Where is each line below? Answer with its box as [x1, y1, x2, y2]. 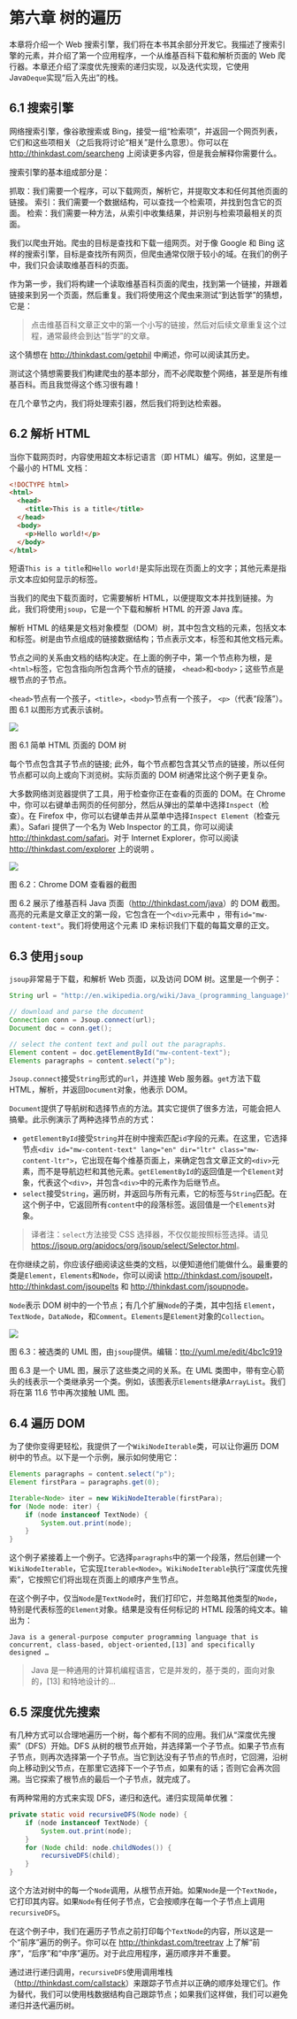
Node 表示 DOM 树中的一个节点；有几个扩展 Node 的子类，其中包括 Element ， [9, 1300, 280, 1310]
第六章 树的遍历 [9, 8, 122, 28]
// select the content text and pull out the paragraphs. [9, 1040, 227, 1048]
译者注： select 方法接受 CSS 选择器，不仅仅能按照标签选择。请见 [30, 1229, 269, 1240]
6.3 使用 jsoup [9, 948, 84, 963]
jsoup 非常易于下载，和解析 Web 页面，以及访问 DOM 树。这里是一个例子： [9, 974, 282, 985]
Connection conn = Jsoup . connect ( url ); [9, 1016, 156, 1025]
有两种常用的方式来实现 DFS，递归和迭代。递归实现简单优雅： [9, 1793, 236, 1803]
